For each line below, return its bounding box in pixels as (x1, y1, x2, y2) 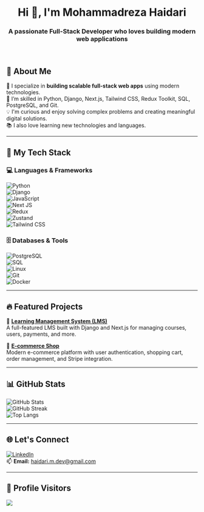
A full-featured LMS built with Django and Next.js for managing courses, (6, 324, 187, 332)
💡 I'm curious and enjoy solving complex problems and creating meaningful (6, 108, 195, 115)
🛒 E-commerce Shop (6, 343, 59, 350)
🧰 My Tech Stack (6, 147, 71, 157)
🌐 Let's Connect (6, 434, 69, 445)
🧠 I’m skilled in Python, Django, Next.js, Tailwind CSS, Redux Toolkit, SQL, (6, 95, 190, 103)
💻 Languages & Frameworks (6, 166, 93, 174)
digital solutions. (6, 115, 47, 122)
